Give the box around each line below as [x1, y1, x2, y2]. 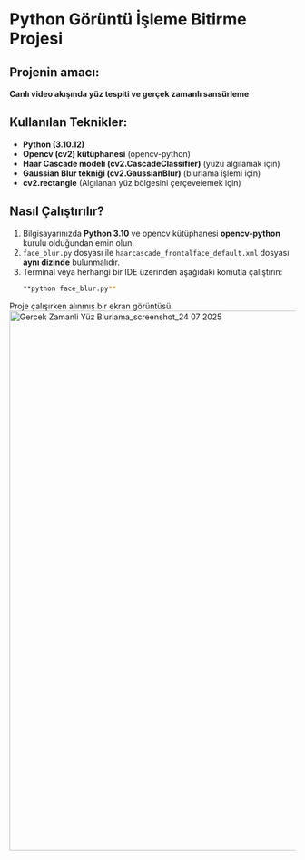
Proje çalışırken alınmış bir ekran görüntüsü [9, 300, 172, 311]
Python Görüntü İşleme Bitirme [9, 9, 247, 30]
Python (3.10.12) [22, 139, 85, 150]
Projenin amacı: [9, 64, 100, 80]
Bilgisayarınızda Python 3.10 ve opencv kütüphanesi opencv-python [22, 228, 281, 239]
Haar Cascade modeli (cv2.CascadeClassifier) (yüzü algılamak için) [22, 158, 280, 169]
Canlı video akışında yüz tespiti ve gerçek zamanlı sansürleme [9, 89, 250, 99]
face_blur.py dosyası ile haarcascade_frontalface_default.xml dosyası [22, 247, 290, 258]
